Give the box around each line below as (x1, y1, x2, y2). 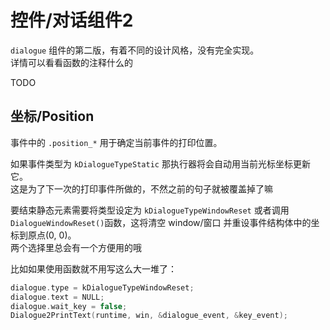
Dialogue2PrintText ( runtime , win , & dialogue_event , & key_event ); (10, 311, 288, 321)
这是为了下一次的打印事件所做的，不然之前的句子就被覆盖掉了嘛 (10, 182, 273, 195)
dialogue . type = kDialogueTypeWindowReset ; (10, 282, 195, 293)
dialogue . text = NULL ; (10, 292, 105, 302)
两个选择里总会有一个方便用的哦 (10, 241, 142, 253)
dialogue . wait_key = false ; (10, 301, 128, 311)
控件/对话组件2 (10, 9, 134, 32)
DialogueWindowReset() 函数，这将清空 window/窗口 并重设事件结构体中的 (10, 216, 312, 228)
